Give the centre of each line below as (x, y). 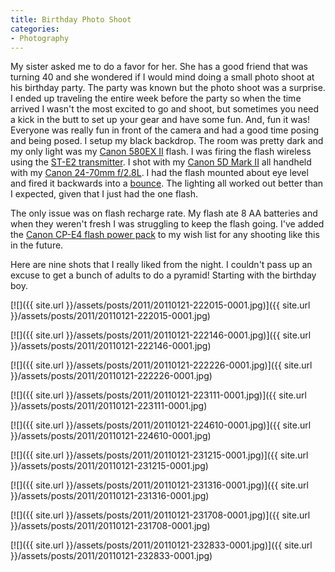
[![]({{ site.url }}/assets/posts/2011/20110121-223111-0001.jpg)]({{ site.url (158, 395)
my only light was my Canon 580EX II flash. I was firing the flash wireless (161, 152)
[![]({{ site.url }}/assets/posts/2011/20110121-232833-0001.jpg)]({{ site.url (161, 545)
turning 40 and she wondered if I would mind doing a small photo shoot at (162, 77)
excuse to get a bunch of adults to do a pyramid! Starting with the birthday (163, 275)
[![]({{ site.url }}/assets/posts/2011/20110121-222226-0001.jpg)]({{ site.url (161, 365)
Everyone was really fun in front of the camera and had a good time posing (165, 130)
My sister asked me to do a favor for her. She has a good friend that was (159, 67)
